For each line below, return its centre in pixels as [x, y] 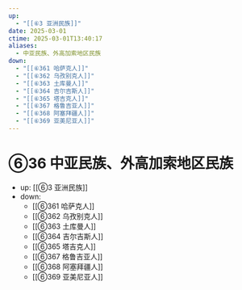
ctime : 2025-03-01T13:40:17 [56, 38]
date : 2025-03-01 [38, 31]
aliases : [23, 46]
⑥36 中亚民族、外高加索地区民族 [121, 164]
